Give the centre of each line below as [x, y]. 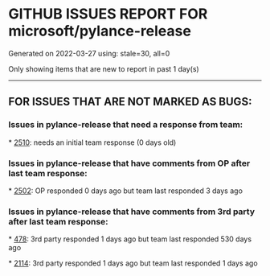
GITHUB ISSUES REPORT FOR [108, 14]
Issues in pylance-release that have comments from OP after [129, 163]
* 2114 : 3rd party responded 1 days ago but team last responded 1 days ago [133, 263]
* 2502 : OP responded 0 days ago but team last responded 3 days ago [126, 191]
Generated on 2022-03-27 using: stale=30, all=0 [89, 53]
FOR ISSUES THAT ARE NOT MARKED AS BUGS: [130, 102]
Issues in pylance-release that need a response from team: [126, 125]
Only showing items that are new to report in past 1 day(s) [104, 68]
